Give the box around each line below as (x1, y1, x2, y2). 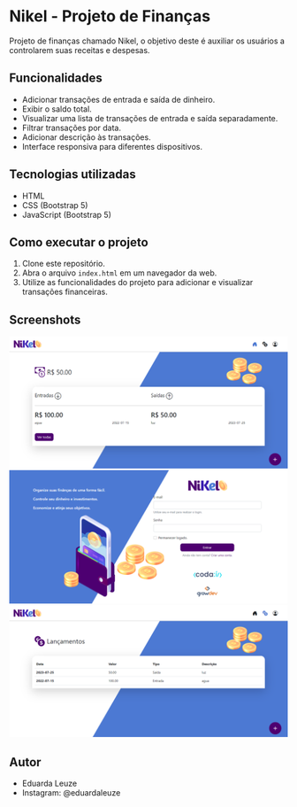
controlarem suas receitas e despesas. (9, 44, 150, 55)
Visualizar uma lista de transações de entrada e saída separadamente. (21, 113, 278, 123)
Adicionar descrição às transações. (21, 131, 152, 143)
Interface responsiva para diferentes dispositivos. (21, 141, 203, 151)
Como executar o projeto (9, 235, 148, 250)
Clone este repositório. (21, 259, 106, 269)
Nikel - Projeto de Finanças (9, 6, 211, 27)
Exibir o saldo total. (21, 104, 93, 114)
